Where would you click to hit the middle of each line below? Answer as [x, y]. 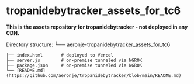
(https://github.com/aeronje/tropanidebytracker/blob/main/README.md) [94, 75]
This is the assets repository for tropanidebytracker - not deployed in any [97, 27]
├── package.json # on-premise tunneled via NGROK [74, 65]
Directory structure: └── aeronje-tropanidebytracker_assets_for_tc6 [88, 44]
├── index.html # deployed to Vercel [60, 55]
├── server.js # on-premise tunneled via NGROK [74, 60]
